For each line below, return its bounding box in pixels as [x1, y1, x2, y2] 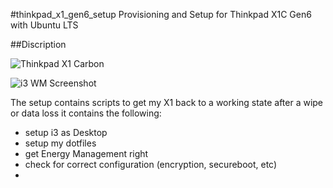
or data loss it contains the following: [10, 107, 162, 119]
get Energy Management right [24, 148, 149, 159]
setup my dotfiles [24, 137, 97, 149]
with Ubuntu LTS [10, 19, 79, 31]
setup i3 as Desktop [24, 127, 108, 138]
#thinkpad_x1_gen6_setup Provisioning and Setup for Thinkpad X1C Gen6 [10, 9, 312, 20]
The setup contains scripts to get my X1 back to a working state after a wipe [10, 97, 324, 108]
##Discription [10, 39, 67, 50]
